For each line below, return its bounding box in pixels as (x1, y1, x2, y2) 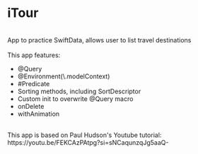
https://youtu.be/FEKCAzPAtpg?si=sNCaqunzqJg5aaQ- (7, 138, 169, 146)
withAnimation (17, 109, 60, 118)
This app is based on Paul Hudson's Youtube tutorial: (7, 131, 162, 139)
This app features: (7, 51, 61, 59)
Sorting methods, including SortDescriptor (17, 87, 141, 95)
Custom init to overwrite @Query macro (17, 94, 134, 103)
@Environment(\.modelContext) (17, 72, 110, 81)
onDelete (17, 102, 45, 110)
